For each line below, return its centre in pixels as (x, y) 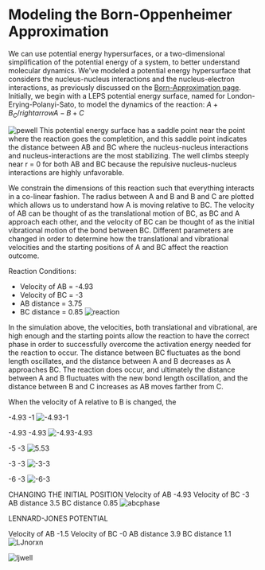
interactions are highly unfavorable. (66, 172)
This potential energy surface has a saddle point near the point (142, 130)
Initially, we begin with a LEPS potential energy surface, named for (117, 96)
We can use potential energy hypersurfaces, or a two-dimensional (117, 53)
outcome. (24, 256)
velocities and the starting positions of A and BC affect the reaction (118, 247)
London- (241, 96)
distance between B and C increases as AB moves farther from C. (116, 386)
